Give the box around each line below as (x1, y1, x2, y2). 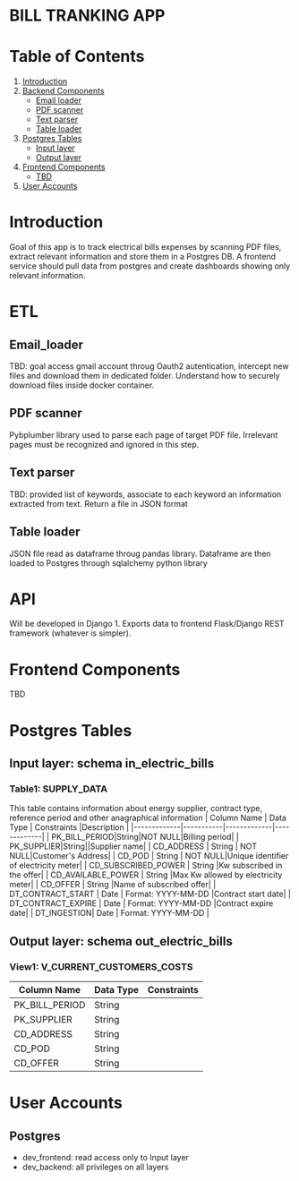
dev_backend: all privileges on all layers (21, 1161, 169, 1172)
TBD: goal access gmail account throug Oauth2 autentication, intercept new (9, 361, 289, 372)
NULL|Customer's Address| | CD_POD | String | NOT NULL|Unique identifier (9, 851, 289, 861)
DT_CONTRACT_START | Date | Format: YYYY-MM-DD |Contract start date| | (9, 888, 291, 900)
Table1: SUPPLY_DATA (9, 783, 108, 795)
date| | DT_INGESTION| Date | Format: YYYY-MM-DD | (9, 908, 209, 919)
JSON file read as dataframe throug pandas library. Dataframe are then (9, 548, 271, 559)
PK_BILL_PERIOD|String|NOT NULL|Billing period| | (51, 832, 239, 843)
